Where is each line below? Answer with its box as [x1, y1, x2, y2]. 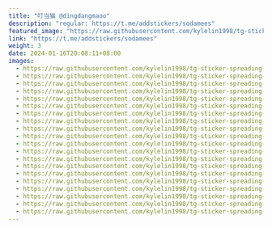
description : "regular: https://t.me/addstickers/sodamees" [8, 19, 216, 27]
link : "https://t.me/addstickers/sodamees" [8, 34, 158, 43]
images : [8, 57, 35, 65]
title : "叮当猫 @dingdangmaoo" [8, 11, 111, 20]
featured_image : [8, 27, 63, 35]
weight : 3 [8, 42, 42, 50]
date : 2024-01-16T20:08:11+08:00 [8, 49, 121, 57]
